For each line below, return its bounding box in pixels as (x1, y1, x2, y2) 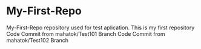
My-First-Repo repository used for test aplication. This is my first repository (6, 24, 195, 31)
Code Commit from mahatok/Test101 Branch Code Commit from (6, 30, 165, 37)
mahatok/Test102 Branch (6, 36, 68, 44)
